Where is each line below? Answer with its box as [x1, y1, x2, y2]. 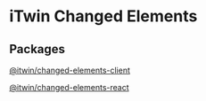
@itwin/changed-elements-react [9, 82, 129, 92]
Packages [9, 42, 65, 57]
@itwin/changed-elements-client [9, 65, 131, 75]
